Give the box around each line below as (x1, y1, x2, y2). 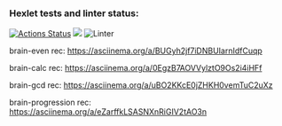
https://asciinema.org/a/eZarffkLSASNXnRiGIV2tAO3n (9, 106, 208, 117)
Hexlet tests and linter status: (9, 7, 139, 20)
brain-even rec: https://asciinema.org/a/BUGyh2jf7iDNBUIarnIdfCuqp (9, 45, 263, 56)
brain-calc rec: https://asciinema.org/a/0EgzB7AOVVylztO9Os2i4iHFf (9, 63, 262, 74)
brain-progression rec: (9, 97, 91, 108)
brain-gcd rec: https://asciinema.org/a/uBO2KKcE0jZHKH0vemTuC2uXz (9, 80, 273, 91)
